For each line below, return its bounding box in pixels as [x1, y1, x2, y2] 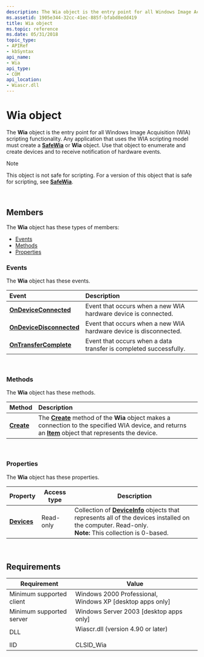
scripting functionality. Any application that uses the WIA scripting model [6, 135, 189, 142]
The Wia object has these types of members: [6, 223, 120, 231]
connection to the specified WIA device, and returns [38, 421, 187, 430]
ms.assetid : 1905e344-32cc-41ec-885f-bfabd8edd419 [6, 15, 137, 21]
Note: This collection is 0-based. [74, 528, 169, 537]
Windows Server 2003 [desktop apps [75, 607, 183, 616]
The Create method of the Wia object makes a [38, 414, 171, 422]
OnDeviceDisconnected [9, 323, 80, 332]
